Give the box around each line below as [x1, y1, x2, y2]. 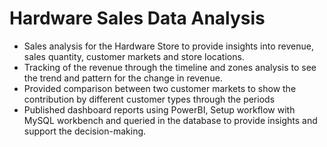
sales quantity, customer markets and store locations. [23, 50, 245, 62]
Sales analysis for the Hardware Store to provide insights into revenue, [23, 40, 314, 52]
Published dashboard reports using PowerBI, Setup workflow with [23, 103, 296, 116]
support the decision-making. [23, 125, 147, 137]
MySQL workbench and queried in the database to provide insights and [23, 114, 318, 126]
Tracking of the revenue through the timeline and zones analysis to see [23, 61, 317, 73]
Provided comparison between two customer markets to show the [23, 82, 297, 94]
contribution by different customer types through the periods [23, 93, 276, 105]
